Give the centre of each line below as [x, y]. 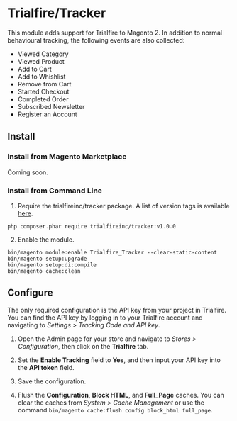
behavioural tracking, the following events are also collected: [96, 40]
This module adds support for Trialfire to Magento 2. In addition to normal [115, 33]
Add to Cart [34, 69]
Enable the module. [46, 240]
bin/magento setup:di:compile [52, 265]
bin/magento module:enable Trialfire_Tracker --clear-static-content [112, 252]
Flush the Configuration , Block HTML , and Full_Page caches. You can [121, 395]
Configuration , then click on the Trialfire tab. [83, 346]
